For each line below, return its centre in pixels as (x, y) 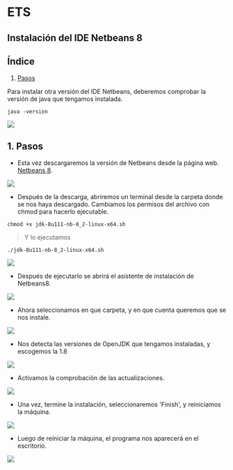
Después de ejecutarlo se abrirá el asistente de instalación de (106, 276)
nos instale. (34, 318)
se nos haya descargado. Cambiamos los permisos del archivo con (113, 204)
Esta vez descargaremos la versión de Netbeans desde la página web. (118, 163)
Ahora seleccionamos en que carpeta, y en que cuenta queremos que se (122, 310)
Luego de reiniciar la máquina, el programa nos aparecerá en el (108, 439)
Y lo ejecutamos (47, 237)
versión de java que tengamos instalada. (65, 99)
